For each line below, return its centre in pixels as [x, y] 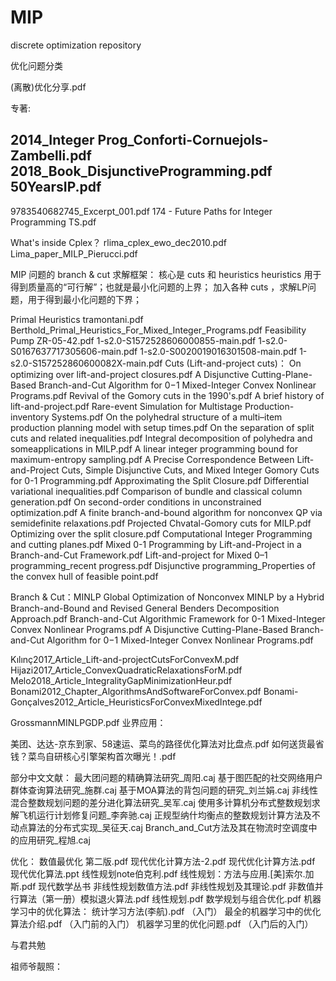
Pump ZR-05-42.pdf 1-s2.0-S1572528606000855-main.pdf [133, 340]
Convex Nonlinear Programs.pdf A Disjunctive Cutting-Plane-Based [149, 629]
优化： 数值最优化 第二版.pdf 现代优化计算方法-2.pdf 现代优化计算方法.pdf [163, 861]
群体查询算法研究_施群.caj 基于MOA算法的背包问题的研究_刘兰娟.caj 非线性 [164, 790]
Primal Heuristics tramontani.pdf [77, 319]
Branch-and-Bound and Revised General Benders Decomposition [145, 608]
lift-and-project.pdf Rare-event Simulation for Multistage [126, 406]
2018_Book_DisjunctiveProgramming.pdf [141, 171]
